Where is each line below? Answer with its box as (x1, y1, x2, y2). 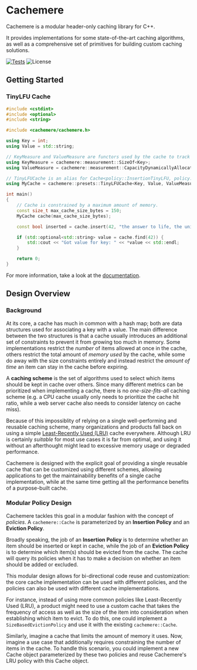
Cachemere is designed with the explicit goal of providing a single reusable (6, 459, 188, 466)
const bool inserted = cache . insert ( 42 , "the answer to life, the (16, 224, 182, 230)
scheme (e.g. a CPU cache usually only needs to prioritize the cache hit (6, 393, 179, 400)
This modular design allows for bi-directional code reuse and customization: (6, 572, 190, 579)
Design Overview (6, 289, 70, 299)
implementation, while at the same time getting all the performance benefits (6, 478, 189, 485)
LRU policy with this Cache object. (6, 657, 89, 664)
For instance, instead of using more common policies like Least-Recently (6, 596, 182, 603)
